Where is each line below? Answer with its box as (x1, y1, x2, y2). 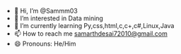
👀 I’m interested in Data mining (13, 14, 104, 22)
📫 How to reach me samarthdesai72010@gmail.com (13, 29, 168, 38)
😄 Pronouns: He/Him (13, 39, 76, 48)
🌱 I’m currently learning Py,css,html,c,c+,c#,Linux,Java (13, 22, 175, 29)
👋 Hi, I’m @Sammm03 (13, 7, 78, 15)
